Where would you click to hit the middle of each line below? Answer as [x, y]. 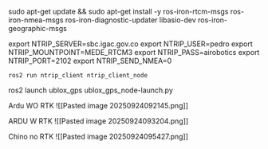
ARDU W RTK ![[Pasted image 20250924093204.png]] [99, 121]
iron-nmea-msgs [36, 20]
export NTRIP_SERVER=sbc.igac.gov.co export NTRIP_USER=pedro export [130, 44]
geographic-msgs [38, 28]
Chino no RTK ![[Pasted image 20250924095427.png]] [99, 136]
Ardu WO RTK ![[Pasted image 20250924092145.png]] [99, 106]
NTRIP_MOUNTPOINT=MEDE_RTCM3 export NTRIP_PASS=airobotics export [134, 52]
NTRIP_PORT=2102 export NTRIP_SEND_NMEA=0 [90, 61]
